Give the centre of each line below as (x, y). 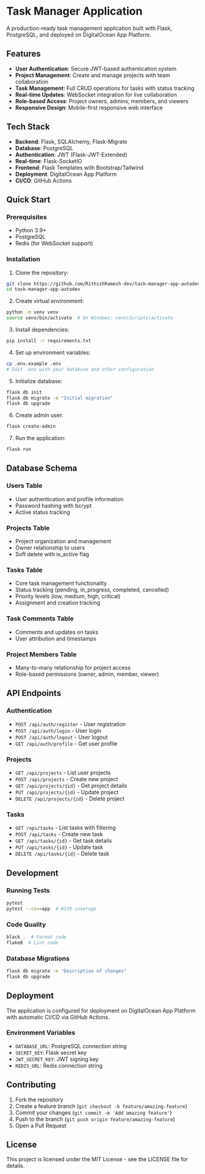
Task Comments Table (40, 618)
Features (23, 54)
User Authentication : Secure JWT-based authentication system (96, 68)
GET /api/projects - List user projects (63, 772)
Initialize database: (39, 381)
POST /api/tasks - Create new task (59, 834)
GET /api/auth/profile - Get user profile (66, 743)
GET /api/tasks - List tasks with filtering (65, 828)
